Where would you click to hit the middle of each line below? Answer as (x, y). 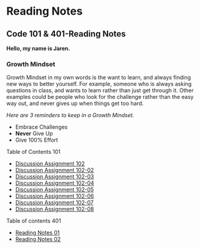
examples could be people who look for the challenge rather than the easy (100, 97)
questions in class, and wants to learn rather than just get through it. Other (100, 90)
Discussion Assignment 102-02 (54, 170)
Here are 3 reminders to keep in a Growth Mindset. (70, 115)
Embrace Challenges (41, 127)
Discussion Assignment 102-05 (54, 190)
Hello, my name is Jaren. (38, 48)
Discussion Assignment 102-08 (54, 209)
